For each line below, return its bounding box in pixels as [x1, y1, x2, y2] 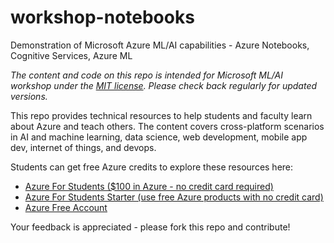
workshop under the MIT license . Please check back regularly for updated [10, 79, 318, 91]
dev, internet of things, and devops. [10, 141, 157, 153]
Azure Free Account [24, 201, 108, 213]
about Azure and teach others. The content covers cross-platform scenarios [10, 120, 325, 132]
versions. [10, 90, 48, 102]
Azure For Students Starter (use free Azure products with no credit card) [24, 191, 324, 203]
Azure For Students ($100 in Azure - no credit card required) [24, 180, 274, 192]
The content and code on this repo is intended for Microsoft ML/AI [10, 69, 283, 81]
